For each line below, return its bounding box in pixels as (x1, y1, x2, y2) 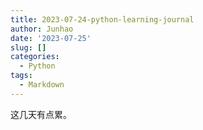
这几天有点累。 (10, 108, 72, 120)
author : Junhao (10, 24, 74, 34)
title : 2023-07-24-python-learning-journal (10, 14, 195, 25)
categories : (10, 52, 60, 62)
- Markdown (19, 80, 65, 90)
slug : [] (10, 42, 47, 53)
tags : (10, 71, 33, 81)
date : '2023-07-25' (10, 33, 92, 43)
